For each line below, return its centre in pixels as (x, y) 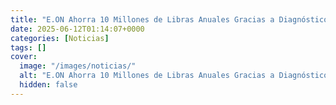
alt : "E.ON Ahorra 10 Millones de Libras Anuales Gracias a (147, 76)
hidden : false (48, 85)
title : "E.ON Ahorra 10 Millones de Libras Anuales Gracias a (142, 19)
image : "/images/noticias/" (78, 66)
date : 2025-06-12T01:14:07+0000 (77, 29)
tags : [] (28, 47)
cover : (24, 57)
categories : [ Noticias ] (60, 38)
